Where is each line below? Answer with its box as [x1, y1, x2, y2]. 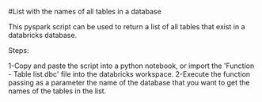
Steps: [8, 46, 29, 55]
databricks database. [8, 31, 78, 40]
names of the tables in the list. [8, 86, 107, 96]
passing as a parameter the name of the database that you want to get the [8, 78, 251, 87]
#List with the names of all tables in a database [8, 7, 162, 16]
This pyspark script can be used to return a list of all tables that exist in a [8, 22, 245, 31]
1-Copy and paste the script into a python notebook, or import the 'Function [8, 61, 255, 70]
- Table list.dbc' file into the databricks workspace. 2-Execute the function [8, 70, 251, 78]
